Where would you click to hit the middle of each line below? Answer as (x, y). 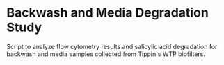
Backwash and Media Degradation (108, 13)
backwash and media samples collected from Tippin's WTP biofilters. (106, 54)
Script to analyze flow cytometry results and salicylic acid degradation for (112, 46)
